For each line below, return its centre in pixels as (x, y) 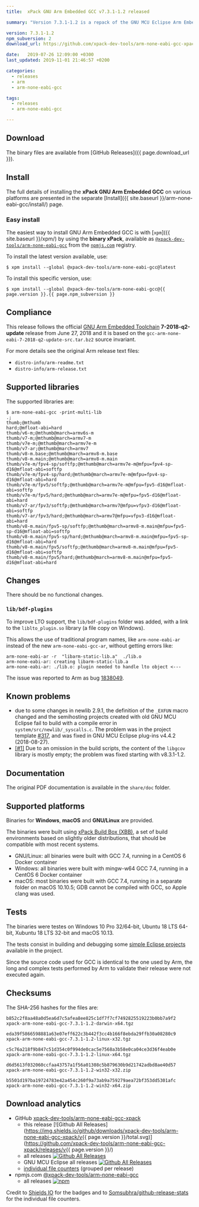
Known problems (38, 696)
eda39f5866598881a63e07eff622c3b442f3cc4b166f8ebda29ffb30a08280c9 (91, 1034)
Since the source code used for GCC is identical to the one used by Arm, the (99, 962)
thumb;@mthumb (24, 423)
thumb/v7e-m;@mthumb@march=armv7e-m (51, 443)
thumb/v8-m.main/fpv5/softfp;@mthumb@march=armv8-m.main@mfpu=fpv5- (92, 547)
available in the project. (35, 950)
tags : (13, 98)
